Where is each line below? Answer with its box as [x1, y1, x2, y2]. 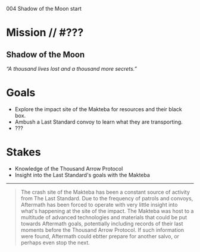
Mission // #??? [6, 26, 84, 39]
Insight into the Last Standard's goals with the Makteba [14, 171, 151, 178]
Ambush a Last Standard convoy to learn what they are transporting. [14, 118, 183, 125]
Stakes [6, 146, 41, 159]
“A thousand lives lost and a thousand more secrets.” [6, 65, 137, 72]
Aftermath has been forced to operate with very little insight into [20, 201, 178, 208]
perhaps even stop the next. [20, 239, 90, 246]
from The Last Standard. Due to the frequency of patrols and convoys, [20, 194, 193, 201]
